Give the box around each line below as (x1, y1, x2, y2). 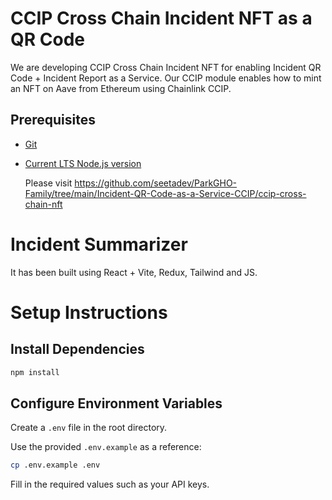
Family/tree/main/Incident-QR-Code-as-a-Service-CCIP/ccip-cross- (24, 187, 307, 199)
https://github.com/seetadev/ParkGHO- (74, 177, 238, 189)
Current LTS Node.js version (24, 157, 142, 169)
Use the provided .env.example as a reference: (10, 441, 202, 453)
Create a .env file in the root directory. (10, 422, 168, 434)
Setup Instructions (10, 301, 168, 324)
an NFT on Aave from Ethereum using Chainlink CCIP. (10, 82, 232, 94)
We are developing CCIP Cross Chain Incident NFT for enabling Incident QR (10, 61, 322, 73)
